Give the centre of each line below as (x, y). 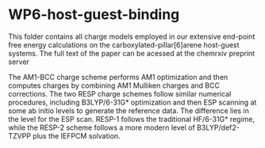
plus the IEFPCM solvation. (77, 135)
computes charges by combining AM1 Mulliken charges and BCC (114, 85)
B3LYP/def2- (218, 127)
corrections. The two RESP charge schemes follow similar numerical (120, 93)
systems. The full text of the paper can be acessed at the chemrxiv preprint (132, 53)
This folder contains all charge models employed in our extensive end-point (132, 36)
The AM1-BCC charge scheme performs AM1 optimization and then (118, 77)
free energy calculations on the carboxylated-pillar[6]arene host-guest (124, 44)
